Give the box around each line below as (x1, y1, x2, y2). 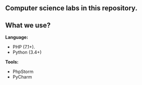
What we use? (5, 21, 51, 29)
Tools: (5, 59, 19, 65)
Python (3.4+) (12, 49, 42, 55)
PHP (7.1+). (12, 44, 35, 50)
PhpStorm (12, 68, 34, 74)
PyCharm (12, 74, 32, 80)
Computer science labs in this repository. (5, 4, 137, 12)
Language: (5, 34, 29, 40)
